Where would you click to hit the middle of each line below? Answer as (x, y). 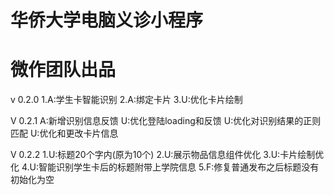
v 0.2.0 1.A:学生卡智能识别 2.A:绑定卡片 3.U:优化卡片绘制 (126, 100)
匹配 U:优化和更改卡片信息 (64, 133)
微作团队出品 (63, 70)
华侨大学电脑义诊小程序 (107, 20)
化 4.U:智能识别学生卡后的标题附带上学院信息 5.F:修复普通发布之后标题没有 (165, 167)
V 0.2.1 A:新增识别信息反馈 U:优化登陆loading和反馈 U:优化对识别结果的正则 (166, 121)
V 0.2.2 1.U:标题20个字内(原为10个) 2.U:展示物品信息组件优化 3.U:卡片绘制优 (167, 155)
